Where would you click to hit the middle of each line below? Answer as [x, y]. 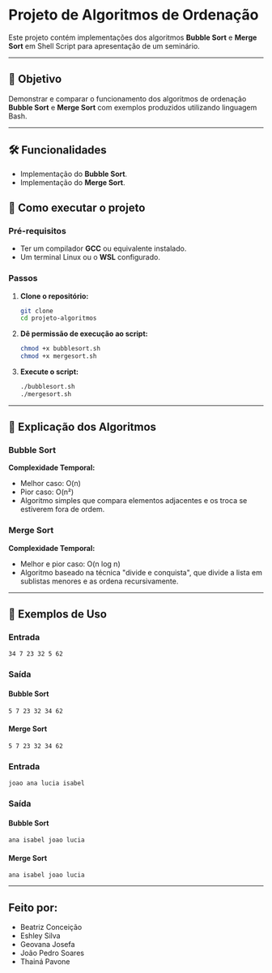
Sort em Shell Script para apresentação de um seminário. [104, 45]
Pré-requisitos [37, 230]
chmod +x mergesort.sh [58, 356]
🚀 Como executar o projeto [77, 207]
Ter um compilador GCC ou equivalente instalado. [103, 248]
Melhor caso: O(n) [50, 484]
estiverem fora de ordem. [62, 510]
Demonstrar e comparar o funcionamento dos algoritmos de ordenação [127, 98]
